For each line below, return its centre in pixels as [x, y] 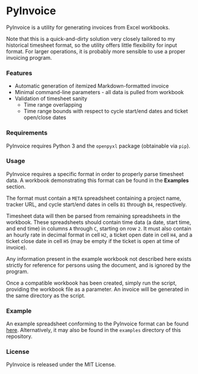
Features [19, 73]
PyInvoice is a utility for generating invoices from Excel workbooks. [88, 27]
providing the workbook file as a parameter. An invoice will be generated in [98, 289]
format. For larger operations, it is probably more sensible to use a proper [96, 51]
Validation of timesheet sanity [51, 98]
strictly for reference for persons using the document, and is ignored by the [98, 265]
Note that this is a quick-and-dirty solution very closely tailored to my [91, 39]
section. [16, 186]
